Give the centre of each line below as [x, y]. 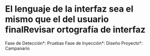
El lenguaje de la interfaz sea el [69, 9]
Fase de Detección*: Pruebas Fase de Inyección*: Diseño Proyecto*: [74, 43]
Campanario [18, 48]
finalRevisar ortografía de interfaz [75, 30]
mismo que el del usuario [57, 19]
